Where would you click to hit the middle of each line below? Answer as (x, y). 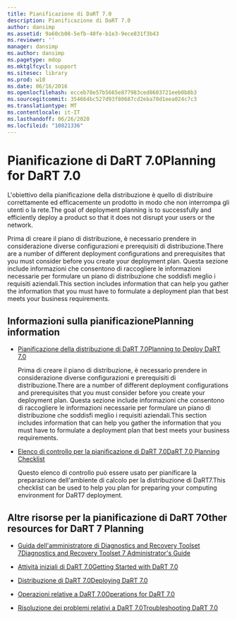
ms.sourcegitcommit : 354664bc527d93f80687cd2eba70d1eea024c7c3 (102, 100)
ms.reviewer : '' (31, 40)
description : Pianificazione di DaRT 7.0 (69, 20)
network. (20, 225)
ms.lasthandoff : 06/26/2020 (49, 119)
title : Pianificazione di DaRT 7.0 (60, 14)
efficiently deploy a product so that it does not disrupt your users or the (111, 218)
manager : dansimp (33, 47)
